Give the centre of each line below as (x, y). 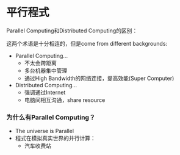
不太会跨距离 (40, 63)
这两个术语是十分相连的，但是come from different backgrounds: (87, 43)
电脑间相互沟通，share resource (65, 100)
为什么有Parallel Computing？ (51, 117)
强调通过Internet (45, 92)
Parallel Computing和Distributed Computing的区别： (72, 31)
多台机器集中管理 (46, 70)
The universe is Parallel (45, 131)
